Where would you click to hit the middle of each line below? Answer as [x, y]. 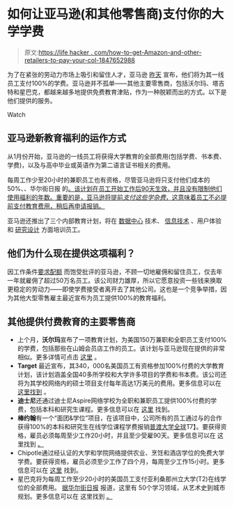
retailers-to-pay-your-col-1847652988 [80, 60]
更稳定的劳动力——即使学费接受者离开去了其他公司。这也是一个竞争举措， [114, 289]
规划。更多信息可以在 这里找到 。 [65, 497]
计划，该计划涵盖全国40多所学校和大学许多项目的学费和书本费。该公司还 [122, 375]
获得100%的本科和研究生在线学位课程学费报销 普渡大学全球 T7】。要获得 [119, 427]
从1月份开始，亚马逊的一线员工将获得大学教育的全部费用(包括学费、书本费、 [116, 156]
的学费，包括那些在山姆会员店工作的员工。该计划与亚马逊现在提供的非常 [121, 348]
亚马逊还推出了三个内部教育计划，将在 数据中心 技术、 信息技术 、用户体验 [114, 221]
